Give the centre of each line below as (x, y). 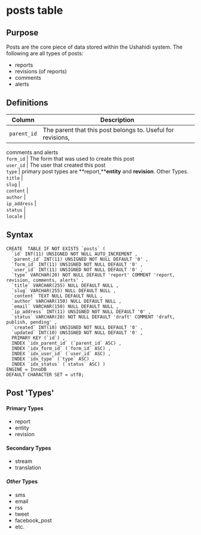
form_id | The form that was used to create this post (70, 158)
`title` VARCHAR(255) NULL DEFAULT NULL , (65, 285)
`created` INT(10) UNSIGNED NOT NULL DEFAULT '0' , (77, 327)
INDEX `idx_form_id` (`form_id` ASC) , (61, 348)
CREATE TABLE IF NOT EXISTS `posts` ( (56, 249)
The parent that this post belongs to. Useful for (109, 130)
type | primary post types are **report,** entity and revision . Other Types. (98, 171)
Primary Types (25, 408)
